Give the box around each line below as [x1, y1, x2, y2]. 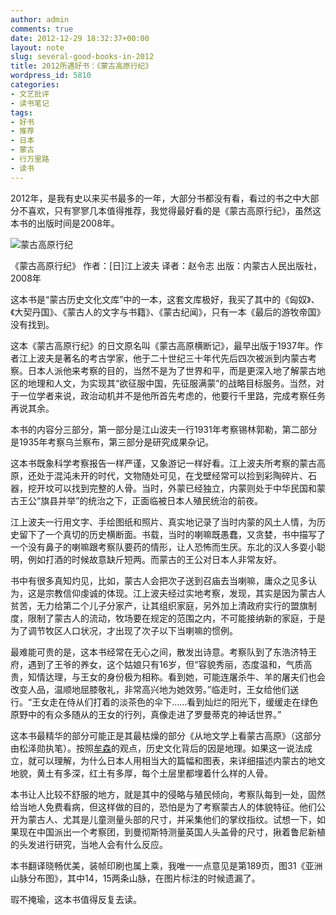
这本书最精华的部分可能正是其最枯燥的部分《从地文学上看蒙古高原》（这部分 [10, 729, 322, 741]
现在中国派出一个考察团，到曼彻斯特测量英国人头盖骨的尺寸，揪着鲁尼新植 [18, 826, 326, 838]
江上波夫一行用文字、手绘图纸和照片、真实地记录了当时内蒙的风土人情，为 [10, 516, 317, 528]
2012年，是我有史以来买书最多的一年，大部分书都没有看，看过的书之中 [10, 192, 302, 204]
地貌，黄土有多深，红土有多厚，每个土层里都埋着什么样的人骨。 [10, 767, 273, 779]
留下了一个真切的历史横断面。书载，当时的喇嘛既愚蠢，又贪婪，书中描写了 [18, 528, 326, 540]
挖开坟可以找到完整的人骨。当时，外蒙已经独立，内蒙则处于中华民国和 [27, 482, 317, 494]
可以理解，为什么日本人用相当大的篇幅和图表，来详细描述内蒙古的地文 [36, 754, 326, 766]
